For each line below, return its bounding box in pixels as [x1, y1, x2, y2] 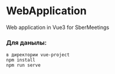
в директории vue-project [6, 52, 70, 58]
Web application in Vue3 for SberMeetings [6, 24, 110, 31]
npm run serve [6, 62, 41, 69]
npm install [6, 57, 35, 63]
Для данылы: [6, 38, 47, 47]
